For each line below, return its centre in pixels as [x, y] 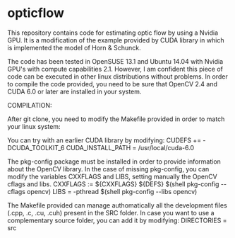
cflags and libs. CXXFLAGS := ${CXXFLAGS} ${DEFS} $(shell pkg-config [113, 184]
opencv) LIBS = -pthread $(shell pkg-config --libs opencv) [112, 191]
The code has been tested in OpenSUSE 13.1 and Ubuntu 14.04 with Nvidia [115, 61]
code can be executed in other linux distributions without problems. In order [117, 76]
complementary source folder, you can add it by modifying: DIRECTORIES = [117, 220]
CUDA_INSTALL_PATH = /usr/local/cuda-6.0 [130, 147]
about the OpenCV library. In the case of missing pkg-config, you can [108, 169]
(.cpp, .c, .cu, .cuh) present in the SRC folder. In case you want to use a [111, 212]
